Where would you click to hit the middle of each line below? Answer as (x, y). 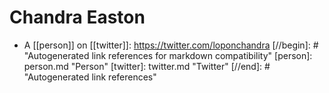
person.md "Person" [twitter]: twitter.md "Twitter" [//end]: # (147, 66)
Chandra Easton (77, 17)
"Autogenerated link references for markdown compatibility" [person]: (168, 55)
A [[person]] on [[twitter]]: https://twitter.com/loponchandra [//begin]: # (171, 45)
